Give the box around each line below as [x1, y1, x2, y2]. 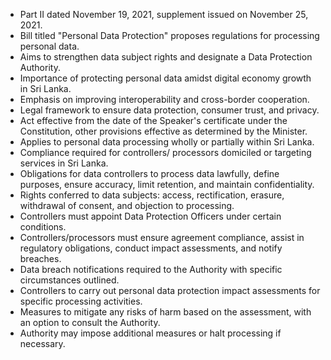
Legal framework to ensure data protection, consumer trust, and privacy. [19, 104, 320, 116]
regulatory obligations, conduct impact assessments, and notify [19, 242, 283, 254]
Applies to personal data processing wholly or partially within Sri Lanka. [19, 136, 315, 148]
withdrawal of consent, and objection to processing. [19, 200, 235, 211]
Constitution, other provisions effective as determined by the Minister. [19, 125, 308, 137]
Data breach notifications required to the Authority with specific [19, 264, 283, 275]
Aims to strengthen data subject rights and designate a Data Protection [19, 51, 313, 63]
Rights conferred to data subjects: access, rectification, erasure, [19, 189, 285, 201]
